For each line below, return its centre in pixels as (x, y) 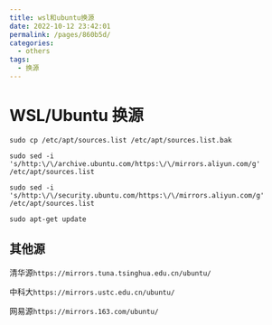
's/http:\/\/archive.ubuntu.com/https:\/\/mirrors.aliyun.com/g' (135, 163)
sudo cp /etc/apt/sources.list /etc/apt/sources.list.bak (121, 140)
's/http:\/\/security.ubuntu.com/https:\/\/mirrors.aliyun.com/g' (137, 195)
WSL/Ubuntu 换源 (77, 116)
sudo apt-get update (48, 219)
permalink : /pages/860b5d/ (60, 34)
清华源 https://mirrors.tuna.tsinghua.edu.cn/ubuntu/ (110, 273)
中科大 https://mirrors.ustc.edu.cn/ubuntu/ (92, 292)
